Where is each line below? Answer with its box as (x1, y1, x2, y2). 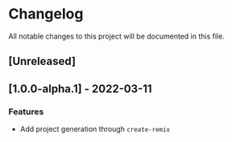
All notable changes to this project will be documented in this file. (8, 31, 226, 41)
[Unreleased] (8, 55, 77, 68)
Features (8, 106, 44, 117)
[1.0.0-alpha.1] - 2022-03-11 (8, 82, 152, 95)
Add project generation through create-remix (19, 124, 171, 134)
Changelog (8, 5, 84, 23)
